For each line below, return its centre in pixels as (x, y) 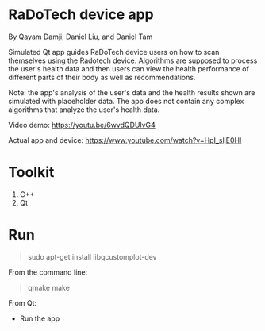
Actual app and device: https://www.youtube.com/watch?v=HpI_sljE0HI (125, 140)
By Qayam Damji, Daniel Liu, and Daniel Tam (81, 37)
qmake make (48, 287)
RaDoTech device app (81, 15)
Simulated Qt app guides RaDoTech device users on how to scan (114, 52)
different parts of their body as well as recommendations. (102, 77)
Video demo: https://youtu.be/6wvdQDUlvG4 (82, 125)
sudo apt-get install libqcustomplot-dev (92, 256)
